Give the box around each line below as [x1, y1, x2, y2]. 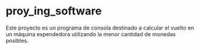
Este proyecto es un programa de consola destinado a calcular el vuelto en [6, 24, 194, 31]
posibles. [6, 37, 29, 44]
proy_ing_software [6, 4, 102, 18]
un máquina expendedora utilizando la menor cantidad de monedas [6, 30, 176, 37]
